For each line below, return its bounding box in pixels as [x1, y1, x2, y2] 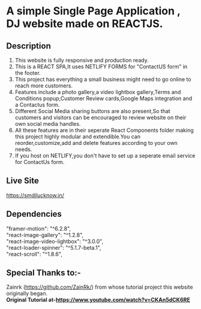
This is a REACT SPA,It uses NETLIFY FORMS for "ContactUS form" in [14, 63, 188, 70]
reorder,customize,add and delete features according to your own [14, 140, 178, 146]
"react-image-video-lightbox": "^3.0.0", [6, 238, 104, 245]
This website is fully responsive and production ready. [14, 57, 149, 63]
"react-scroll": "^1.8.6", [6, 250, 63, 257]
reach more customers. [14, 82, 73, 89]
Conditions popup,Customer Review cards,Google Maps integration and [14, 95, 193, 102]
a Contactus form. [14, 101, 60, 108]
